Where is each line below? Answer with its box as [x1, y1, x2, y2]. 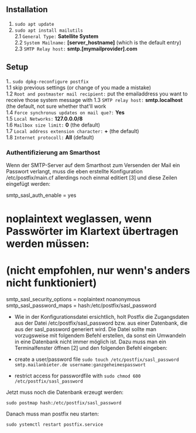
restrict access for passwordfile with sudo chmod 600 [14, 372, 141, 380]
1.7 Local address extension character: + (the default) [6, 127, 139, 134]
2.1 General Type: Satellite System [14, 32, 99, 40]
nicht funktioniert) [6, 277, 97, 289]
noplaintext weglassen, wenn [6, 212, 152, 226]
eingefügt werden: [6, 180, 51, 187]
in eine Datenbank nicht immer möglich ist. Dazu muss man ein [14, 338, 167, 345]
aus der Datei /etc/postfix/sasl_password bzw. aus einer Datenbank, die [14, 319, 188, 327]
